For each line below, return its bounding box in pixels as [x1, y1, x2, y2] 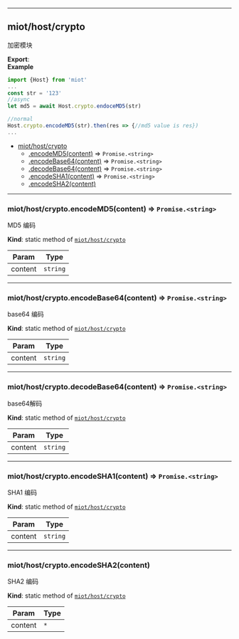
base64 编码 [7, 310, 44, 319]
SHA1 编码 [7, 488, 38, 497]
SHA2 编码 [7, 577, 39, 586]
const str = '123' [7, 90, 62, 97]
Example [7, 62, 34, 71]
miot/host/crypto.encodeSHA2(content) [7, 560, 151, 570]
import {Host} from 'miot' [7, 76, 87, 83]
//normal [7, 115, 33, 123]
